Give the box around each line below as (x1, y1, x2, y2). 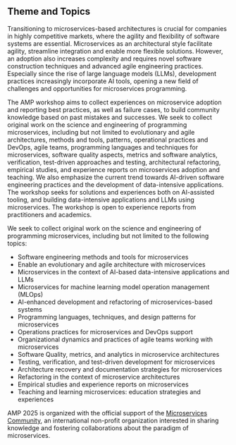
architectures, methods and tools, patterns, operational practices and (7, 135, 209, 144)
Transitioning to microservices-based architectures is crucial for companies (7, 24, 228, 32)
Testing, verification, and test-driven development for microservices (17, 358, 216, 366)
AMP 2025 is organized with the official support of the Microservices (7, 408, 208, 417)
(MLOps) (17, 290, 44, 298)
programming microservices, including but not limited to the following (7, 231, 209, 240)
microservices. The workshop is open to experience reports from (7, 202, 197, 211)
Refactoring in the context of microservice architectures (17, 372, 180, 381)
